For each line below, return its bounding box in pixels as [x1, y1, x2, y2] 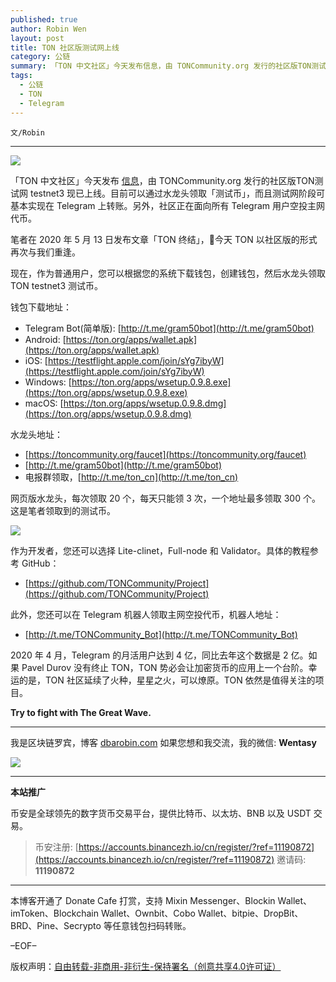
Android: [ [24, 333, 67, 345]
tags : [10, 71, 33, 81]
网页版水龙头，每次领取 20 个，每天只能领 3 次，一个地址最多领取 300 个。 [10, 492, 321, 504]
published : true [10, 14, 78, 25]
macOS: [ [24, 397, 64, 409]
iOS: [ [24, 354, 48, 366]
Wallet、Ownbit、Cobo [100, 907, 196, 919]
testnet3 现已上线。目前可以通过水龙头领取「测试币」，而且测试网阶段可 [29, 187, 326, 199]
